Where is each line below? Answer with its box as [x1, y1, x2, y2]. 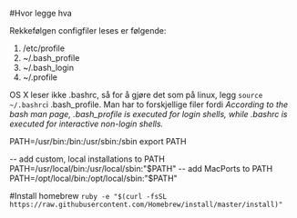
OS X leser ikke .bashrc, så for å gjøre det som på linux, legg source [9, 90, 263, 100]
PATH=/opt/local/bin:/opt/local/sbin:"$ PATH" [9, 173, 178, 183]
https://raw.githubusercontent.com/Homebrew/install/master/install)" [9, 200, 283, 209]
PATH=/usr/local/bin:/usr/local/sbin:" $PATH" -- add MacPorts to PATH [9, 163, 273, 173]
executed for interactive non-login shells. [9, 118, 164, 129]
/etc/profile [22, 43, 66, 54]
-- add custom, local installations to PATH [9, 154, 166, 164]
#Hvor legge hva [9, 8, 73, 18]
